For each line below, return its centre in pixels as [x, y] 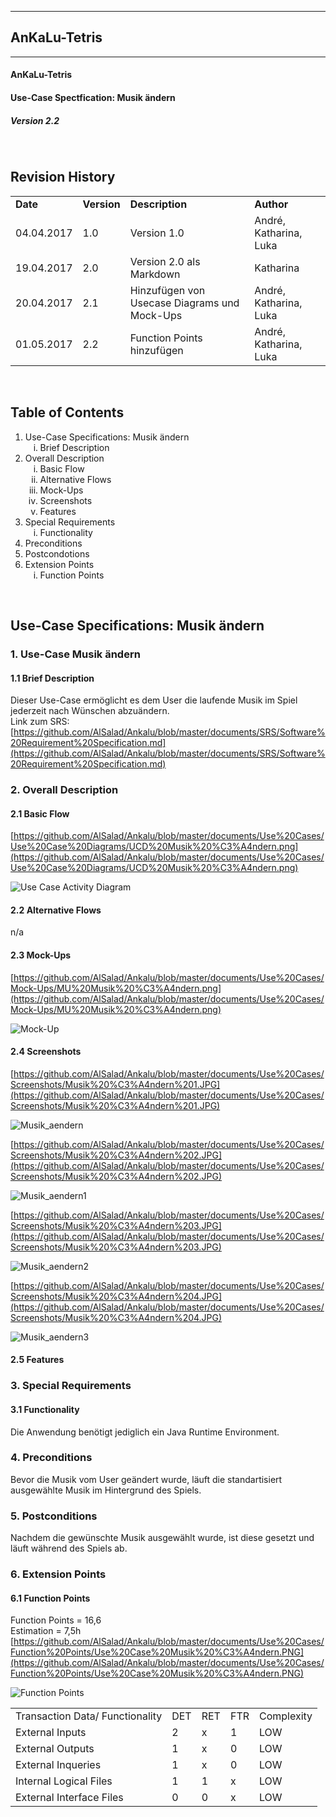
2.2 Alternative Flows [56, 910]
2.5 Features [37, 1360]
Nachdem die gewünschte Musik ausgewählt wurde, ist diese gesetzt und [162, 1538]
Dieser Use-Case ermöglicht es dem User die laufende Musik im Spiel [154, 700]
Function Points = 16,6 [56, 1620]
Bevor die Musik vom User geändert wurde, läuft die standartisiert [146, 1479]
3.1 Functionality [45, 1409]
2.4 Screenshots [46, 1052]
